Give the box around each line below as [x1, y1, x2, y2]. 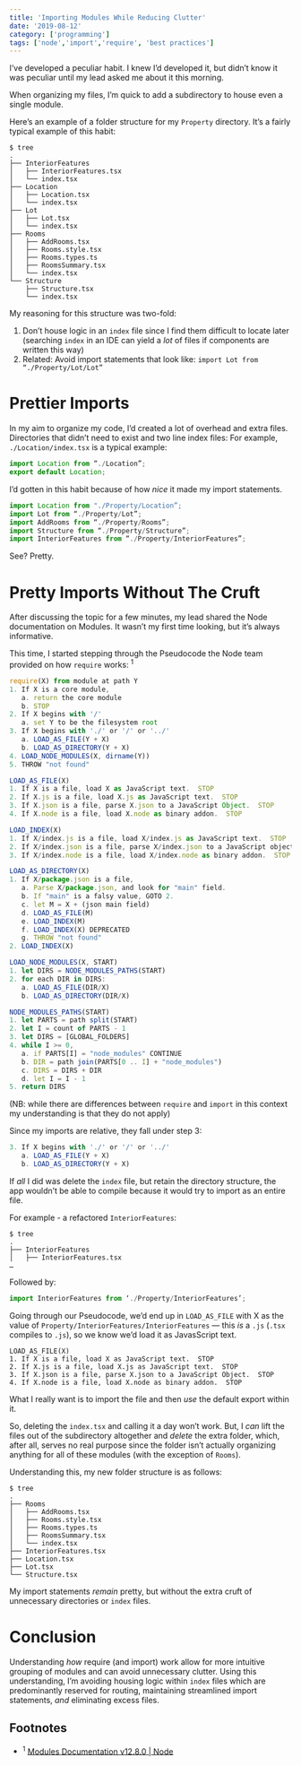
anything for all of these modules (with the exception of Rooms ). [9, 1449, 242, 1459]
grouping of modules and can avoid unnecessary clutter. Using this [9, 1666, 257, 1676]
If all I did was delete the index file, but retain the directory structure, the [9, 1175, 277, 1186]
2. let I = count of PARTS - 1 [9, 1024, 126, 1034]
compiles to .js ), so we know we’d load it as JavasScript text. [9, 1329, 237, 1340]
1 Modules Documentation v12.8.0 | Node [21, 1744, 174, 1757]
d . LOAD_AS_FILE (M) [21, 908, 94, 917]
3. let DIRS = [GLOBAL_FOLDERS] [9, 1033, 130, 1042]
